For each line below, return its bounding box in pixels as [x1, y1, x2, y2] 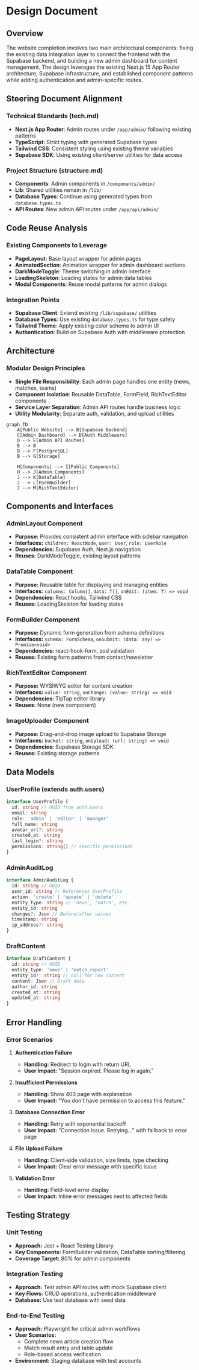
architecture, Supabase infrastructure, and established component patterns [6, 70, 194, 77]
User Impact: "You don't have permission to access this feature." [23, 1097, 186, 1104]
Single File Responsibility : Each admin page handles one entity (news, [14, 378, 191, 385]
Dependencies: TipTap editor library [14, 695, 106, 702]
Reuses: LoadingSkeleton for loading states [14, 600, 124, 607]
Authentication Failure [14, 1048, 72, 1056]
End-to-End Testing [6, 1311, 65, 1319]
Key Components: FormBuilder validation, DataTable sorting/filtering [14, 1248, 186, 1255]
